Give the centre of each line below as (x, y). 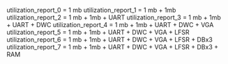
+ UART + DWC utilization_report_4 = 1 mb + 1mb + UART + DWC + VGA (110, 25)
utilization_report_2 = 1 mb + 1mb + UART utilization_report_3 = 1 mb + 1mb (114, 17)
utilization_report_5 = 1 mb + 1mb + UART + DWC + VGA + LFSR (98, 32)
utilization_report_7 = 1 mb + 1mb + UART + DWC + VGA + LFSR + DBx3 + (113, 47)
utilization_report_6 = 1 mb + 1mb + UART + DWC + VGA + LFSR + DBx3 (110, 40)
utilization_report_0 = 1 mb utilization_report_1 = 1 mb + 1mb (91, 10)
